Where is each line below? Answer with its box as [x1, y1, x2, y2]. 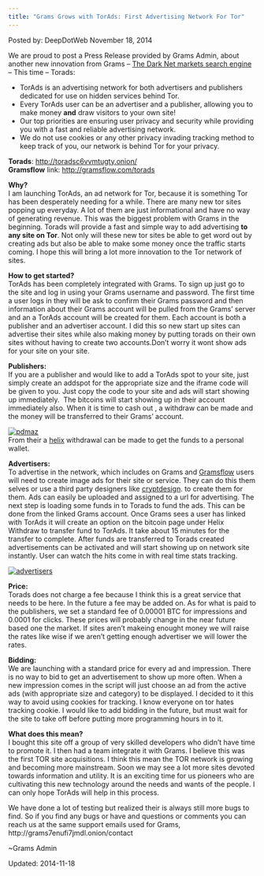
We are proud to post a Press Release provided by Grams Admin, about [8, 50, 240, 60]
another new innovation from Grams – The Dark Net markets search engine [8, 59, 252, 69]
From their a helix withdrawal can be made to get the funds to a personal [8, 435, 244, 444]
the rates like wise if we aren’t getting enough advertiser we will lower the [8, 631, 247, 641]
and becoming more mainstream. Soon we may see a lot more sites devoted [8, 763, 255, 772]
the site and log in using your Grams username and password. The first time [8, 288, 255, 297]
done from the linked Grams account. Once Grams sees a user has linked [8, 509, 246, 518]
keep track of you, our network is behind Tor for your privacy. [19, 141, 220, 150]
